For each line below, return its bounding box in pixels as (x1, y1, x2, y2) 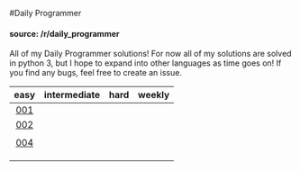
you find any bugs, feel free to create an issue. (9, 67, 183, 78)
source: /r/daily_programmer (9, 28, 120, 39)
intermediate (43, 89, 101, 102)
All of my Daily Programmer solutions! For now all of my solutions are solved (9, 49, 292, 59)
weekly (138, 89, 170, 102)
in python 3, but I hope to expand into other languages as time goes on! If (9, 58, 282, 68)
